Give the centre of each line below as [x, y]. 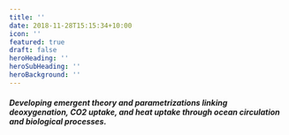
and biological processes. [58, 122]
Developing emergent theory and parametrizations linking [118, 103]
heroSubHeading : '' [45, 67]
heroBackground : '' [45, 75]
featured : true [37, 42]
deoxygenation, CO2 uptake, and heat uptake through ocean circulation [144, 112]
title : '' [27, 17]
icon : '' [25, 34]
